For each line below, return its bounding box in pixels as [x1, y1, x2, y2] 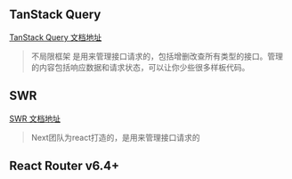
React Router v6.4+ [9, 159, 120, 174]
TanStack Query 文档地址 [9, 31, 102, 43]
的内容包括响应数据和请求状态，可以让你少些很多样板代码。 [30, 61, 250, 72]
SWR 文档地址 [9, 113, 61, 124]
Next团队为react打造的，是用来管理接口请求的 [30, 132, 200, 142]
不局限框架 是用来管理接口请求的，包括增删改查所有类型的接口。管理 [30, 51, 283, 61]
